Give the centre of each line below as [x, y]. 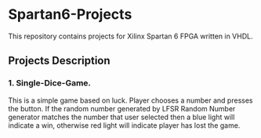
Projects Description [60, 61]
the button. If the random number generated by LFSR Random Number [122, 108]
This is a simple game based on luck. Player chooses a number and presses [130, 100]
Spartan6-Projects [70, 15]
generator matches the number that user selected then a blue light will [121, 117]
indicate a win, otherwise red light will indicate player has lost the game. [124, 125]
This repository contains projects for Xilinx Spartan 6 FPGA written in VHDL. [130, 36]
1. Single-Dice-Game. [50, 83]
